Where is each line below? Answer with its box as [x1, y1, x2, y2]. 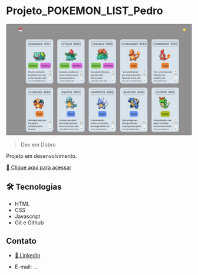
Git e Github [14, 219, 44, 226]
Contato [6, 236, 37, 246]
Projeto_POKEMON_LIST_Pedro [6, 4, 163, 18]
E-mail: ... [14, 263, 38, 270]
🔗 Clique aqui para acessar [6, 164, 72, 171]
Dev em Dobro [20, 141, 56, 148]
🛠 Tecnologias [6, 181, 62, 192]
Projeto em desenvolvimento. [6, 153, 77, 160]
